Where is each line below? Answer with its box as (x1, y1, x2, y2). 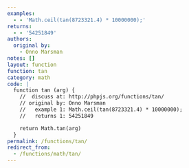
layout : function (7, 61, 57, 68)
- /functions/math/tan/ (13, 151, 81, 158)
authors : (7, 36, 32, 43)
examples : (7, 10, 36, 17)
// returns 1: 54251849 (19, 112, 94, 119)
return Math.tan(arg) (19, 125, 81, 132)
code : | (7, 81, 30, 87)
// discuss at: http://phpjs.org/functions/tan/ (19, 94, 165, 101)
